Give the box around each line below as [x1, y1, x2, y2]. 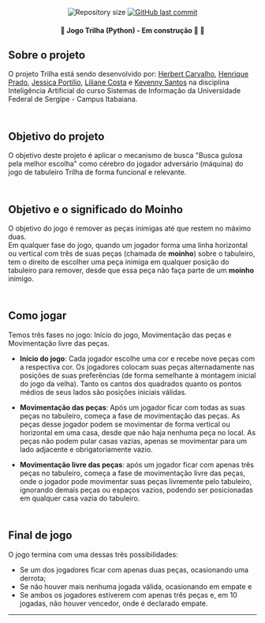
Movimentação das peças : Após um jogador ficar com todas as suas [19, 403, 246, 412]
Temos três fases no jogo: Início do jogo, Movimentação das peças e [8, 330, 232, 340]
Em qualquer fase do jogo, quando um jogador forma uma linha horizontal [8, 241, 248, 250]
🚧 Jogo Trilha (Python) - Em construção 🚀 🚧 [60, 25, 205, 35]
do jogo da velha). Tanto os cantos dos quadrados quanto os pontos [19, 379, 242, 388]
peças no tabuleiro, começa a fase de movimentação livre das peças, [19, 468, 246, 478]
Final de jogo [8, 529, 73, 542]
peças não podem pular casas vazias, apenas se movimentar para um [19, 436, 247, 445]
